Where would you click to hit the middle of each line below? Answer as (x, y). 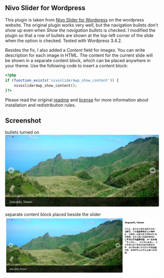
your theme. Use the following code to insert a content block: (67, 65)
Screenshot (23, 120)
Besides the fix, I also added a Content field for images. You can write (75, 50)
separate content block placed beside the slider (53, 214)
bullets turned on (22, 132)
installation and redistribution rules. (41, 105)
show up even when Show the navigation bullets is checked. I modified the (80, 30)
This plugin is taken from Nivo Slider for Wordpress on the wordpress (75, 20)
